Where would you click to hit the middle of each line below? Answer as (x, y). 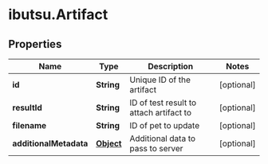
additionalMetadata (50, 143)
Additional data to (163, 139)
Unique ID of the (160, 80)
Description (170, 66)
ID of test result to (163, 103)
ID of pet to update (165, 125)
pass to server (156, 148)
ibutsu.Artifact (58, 15)
